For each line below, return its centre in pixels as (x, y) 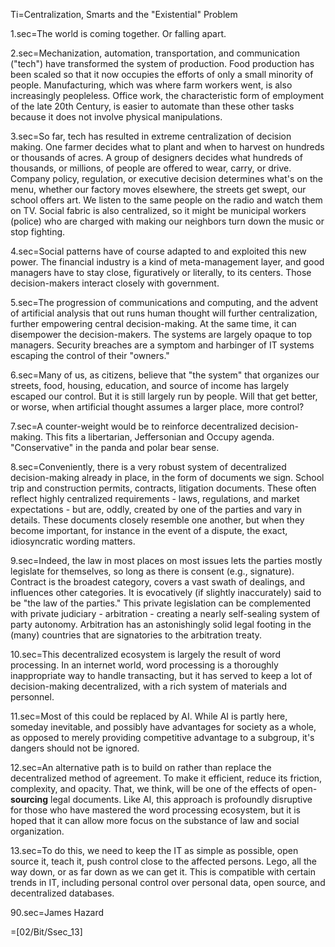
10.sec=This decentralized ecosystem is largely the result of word (145, 654)
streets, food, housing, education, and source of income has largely (150, 385)
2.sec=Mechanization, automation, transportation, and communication (155, 53)
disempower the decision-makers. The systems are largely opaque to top (161, 334)
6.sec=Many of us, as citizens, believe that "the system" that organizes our (165, 375)
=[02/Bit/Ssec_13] (46, 932)
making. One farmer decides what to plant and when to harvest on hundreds (167, 147)
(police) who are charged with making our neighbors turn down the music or (167, 221)
